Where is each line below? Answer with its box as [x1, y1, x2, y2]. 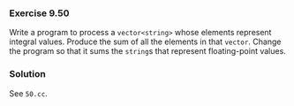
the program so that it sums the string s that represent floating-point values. [9, 46, 287, 57]
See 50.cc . [9, 87, 49, 99]
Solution [9, 68, 47, 80]
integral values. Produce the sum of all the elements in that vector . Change [9, 36, 282, 47]
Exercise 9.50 [9, 7, 70, 19]
